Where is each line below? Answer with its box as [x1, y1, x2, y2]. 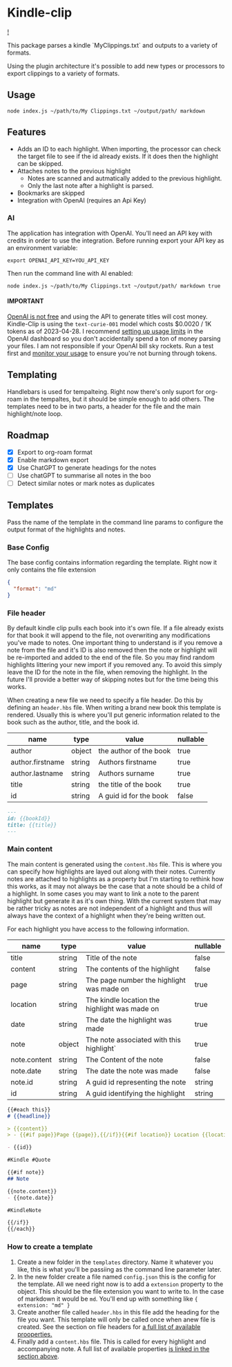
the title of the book [98, 780, 162, 789]
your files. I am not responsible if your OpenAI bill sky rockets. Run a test [7, 342, 214, 350]
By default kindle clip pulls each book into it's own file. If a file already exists [7, 624, 224, 632]
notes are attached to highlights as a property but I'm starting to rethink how [7, 874, 224, 883]
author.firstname [10, 757, 65, 767]
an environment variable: [7, 243, 78, 252]
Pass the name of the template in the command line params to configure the [7, 518, 224, 526]
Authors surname [98, 769, 155, 778]
